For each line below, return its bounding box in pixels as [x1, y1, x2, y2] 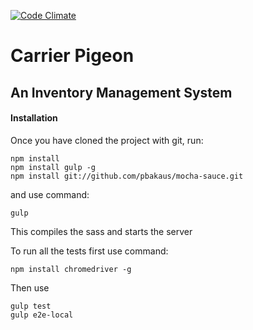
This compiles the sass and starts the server [10, 225, 193, 237]
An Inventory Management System [10, 84, 233, 101]
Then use [10, 281, 50, 294]
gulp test [10, 301, 52, 311]
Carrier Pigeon [10, 45, 135, 67]
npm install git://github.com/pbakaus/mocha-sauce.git [10, 171, 244, 181]
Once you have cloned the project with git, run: [10, 134, 204, 146]
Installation [10, 112, 58, 124]
